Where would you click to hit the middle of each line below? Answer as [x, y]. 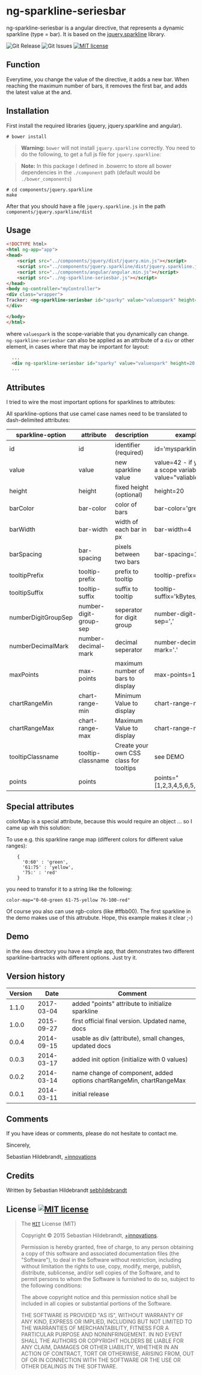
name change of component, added [122, 1073]
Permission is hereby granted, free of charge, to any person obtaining [107, 1247]
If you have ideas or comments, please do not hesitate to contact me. [92, 1133]
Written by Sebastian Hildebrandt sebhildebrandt [67, 1190]
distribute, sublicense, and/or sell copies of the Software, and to [100, 1273]
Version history [36, 977]
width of [127, 522]
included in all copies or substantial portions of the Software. [96, 1303]
